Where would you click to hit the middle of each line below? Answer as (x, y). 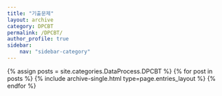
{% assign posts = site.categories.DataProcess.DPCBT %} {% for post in (110, 71)
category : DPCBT (30, 26)
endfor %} (22, 86)
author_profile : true (38, 39)
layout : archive (30, 20)
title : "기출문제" (31, 13)
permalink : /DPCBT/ (35, 33)
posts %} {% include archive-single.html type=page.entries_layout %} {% (112, 78)
